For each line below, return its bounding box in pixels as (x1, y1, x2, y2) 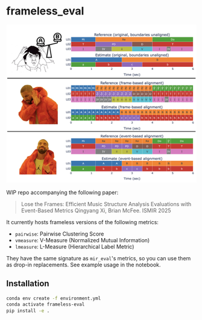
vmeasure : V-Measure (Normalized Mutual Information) (14, 236, 150, 243)
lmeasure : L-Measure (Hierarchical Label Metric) (14, 243, 134, 250)
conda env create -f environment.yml (6, 295, 101, 301)
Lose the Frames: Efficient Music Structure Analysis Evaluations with (21, 200, 192, 207)
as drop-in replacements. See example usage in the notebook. (6, 261, 161, 268)
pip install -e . (6, 308, 50, 314)
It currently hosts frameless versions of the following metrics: (6, 218, 159, 225)
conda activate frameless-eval (6, 301, 85, 308)
